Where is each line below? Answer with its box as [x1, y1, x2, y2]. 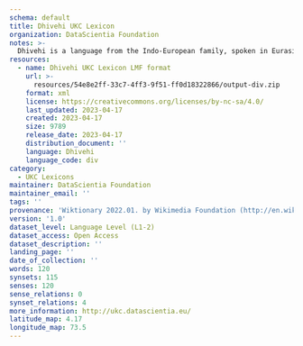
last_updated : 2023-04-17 [25, 105, 124, 114]
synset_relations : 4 [9, 298, 87, 307]
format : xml [25, 88, 70, 97]
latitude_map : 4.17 [9, 314, 83, 324]
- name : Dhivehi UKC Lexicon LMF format [17, 64, 171, 73]
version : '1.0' [9, 214, 67, 223]
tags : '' [9, 197, 42, 207]
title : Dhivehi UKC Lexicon [9, 22, 115, 31]
